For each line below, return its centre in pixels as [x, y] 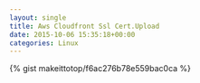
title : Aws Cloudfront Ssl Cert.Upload [85, 26]
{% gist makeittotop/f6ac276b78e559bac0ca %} [100, 69]
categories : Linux [44, 43]
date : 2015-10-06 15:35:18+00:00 [72, 34]
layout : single [38, 18]
